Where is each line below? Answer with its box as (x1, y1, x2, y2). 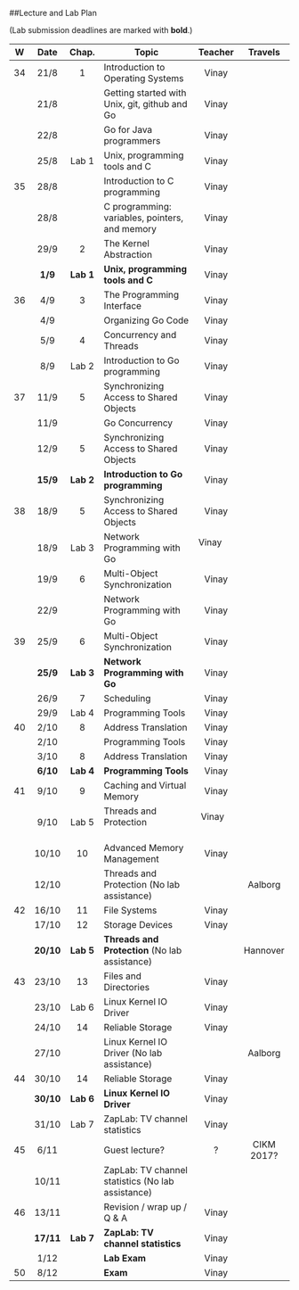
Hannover (243, 945, 285, 956)
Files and (103, 970, 142, 982)
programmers (103, 135, 161, 146)
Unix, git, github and (103, 98, 189, 110)
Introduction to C (103, 175, 174, 186)
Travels (247, 46, 280, 58)
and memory (103, 223, 158, 235)
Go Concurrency (103, 417, 174, 429)
